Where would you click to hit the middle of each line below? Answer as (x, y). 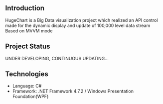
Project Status (28, 47)
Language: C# (27, 86)
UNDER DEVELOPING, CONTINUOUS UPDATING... (57, 58)
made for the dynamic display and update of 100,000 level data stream (78, 25)
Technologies (27, 74)
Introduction (25, 8)
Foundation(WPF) (30, 97)
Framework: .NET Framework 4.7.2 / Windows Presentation (73, 91)
